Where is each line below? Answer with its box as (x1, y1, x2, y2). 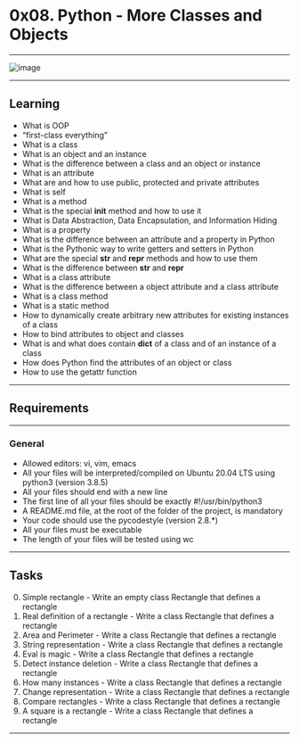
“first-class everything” (21, 129, 109, 140)
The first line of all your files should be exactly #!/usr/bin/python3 (21, 496, 263, 507)
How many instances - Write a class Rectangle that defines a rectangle (21, 677, 282, 688)
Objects (9, 24, 69, 45)
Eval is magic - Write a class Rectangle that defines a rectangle (21, 648, 254, 659)
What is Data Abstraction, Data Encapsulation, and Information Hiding (21, 215, 278, 226)
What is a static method (21, 300, 109, 310)
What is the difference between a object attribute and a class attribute (21, 281, 279, 292)
